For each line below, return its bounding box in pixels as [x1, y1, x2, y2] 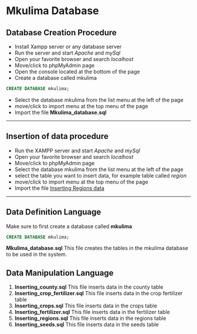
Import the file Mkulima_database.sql [14, 109, 107, 116]
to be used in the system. [6, 251, 67, 258]
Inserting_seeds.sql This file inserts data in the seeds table [14, 321, 159, 328]
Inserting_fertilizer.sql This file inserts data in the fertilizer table [14, 309, 170, 316]
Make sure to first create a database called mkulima [6, 222, 133, 230]
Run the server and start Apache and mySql [14, 49, 121, 56]
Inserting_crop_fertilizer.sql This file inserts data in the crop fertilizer [14, 290, 183, 297]
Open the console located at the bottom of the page [14, 68, 140, 75]
